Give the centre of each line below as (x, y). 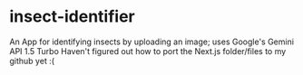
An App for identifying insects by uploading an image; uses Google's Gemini (152, 42)
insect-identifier (72, 17)
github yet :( (32, 61)
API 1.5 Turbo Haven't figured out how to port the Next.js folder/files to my (148, 51)
